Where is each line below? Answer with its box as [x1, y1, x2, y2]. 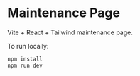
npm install [7, 55, 43, 63]
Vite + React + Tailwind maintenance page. [7, 28, 134, 37]
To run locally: [7, 42, 49, 50]
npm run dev [7, 62, 43, 69]
